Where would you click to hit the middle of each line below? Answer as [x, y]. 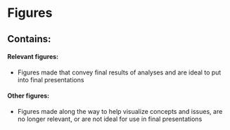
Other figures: [28, 96]
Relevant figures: [33, 57]
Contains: [29, 39]
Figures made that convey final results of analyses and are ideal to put [119, 72]
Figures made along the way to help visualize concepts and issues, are [120, 111]
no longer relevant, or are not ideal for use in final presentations [110, 119]
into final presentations [51, 79]
